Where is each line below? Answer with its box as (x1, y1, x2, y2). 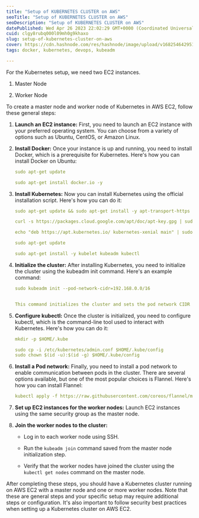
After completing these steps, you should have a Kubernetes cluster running (6, 480, 192, 487)
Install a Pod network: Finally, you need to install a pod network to (14, 363, 178, 370)
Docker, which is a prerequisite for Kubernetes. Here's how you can (14, 151, 180, 158)
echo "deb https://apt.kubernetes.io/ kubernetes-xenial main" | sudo (14, 229, 193, 236)
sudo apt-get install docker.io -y (14, 179, 103, 185)
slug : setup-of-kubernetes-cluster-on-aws (6, 36, 113, 42)
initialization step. (23, 451, 67, 458)
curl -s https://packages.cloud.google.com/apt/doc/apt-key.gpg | (14, 218, 182, 225)
